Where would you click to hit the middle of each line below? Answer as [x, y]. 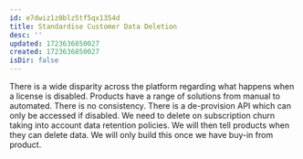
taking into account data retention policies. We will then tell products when [150, 125]
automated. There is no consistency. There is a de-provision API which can [151, 106]
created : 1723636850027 [55, 52]
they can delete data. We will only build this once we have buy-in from [141, 135]
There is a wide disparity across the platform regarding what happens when [152, 86]
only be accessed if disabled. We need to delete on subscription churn [142, 116]
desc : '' [26, 35]
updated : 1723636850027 [55, 43]
